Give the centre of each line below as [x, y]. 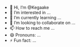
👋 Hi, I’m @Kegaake [29, 7]
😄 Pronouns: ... [25, 35]
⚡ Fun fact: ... [23, 40]
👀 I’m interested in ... [30, 12]
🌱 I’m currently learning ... [35, 18]
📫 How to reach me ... [32, 28]
